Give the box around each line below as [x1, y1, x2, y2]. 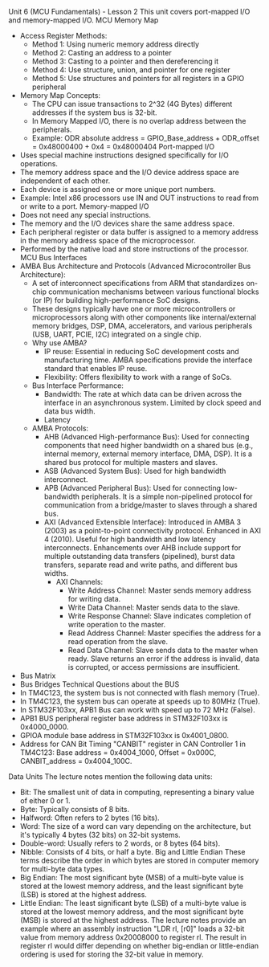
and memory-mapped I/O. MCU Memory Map [8, 15, 159, 25]
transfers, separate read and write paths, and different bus [43, 560, 238, 569]
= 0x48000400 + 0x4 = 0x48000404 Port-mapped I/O [31, 142, 215, 151]
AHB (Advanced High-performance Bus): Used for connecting [43, 432, 250, 441]
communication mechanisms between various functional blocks [47, 287, 259, 296]
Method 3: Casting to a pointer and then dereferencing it [31, 56, 219, 66]
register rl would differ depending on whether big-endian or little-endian [19, 941, 259, 950]
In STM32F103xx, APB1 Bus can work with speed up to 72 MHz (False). [19, 705, 255, 714]
